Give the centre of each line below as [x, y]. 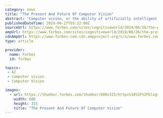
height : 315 [26, 103]
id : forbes [20, 59]
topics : [13, 68]
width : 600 [25, 99]
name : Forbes [23, 54]
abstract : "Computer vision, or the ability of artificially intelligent [81, 18]
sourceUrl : [16, 28]
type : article [19, 41]
